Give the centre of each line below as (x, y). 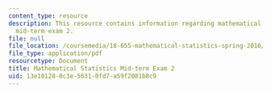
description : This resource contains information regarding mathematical (135, 23)
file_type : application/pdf (56, 53)
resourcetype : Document (48, 61)
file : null (27, 38)
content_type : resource (48, 16)
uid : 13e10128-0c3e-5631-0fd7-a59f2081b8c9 (83, 76)
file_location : (34, 46)
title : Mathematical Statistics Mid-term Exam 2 (92, 69)
